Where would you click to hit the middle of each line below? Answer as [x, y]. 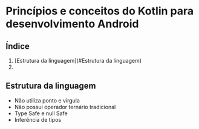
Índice [18, 46]
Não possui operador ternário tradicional [65, 107]
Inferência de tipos [38, 119]
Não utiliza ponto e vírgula [47, 100]
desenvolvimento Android [72, 24]
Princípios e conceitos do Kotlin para [100, 11]
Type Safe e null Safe [41, 113]
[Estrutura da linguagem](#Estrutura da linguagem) [78, 61]
